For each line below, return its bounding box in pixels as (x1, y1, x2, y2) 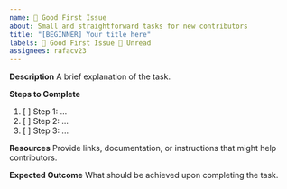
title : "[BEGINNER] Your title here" (9, 30, 152, 39)
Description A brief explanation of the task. (9, 71, 171, 82)
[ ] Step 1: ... (22, 106, 68, 117)
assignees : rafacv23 (9, 47, 88, 56)
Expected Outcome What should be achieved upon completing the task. (9, 170, 279, 181)
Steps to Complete (9, 89, 81, 100)
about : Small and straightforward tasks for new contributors (9, 22, 248, 31)
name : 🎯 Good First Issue (9, 13, 106, 22)
